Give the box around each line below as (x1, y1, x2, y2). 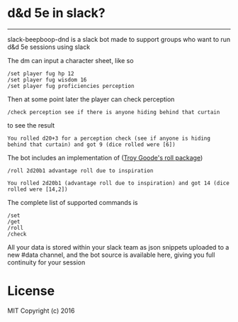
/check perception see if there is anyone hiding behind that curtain (7, 109, 220, 116)
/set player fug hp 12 (7, 70, 74, 77)
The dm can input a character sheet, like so (7, 56, 134, 65)
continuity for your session (7, 257, 86, 267)
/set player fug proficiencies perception (7, 82, 135, 89)
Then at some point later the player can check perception (7, 94, 175, 104)
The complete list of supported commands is (7, 198, 138, 206)
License (7, 283, 55, 299)
